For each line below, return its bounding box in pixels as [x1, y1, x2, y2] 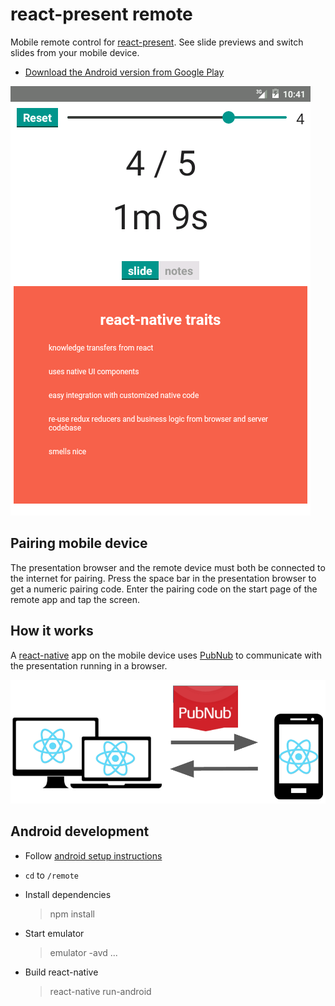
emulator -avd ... [49, 946, 118, 958]
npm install [49, 908, 95, 920]
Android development [10, 823, 150, 840]
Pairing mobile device [10, 535, 148, 552]
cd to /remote [24, 869, 79, 881]
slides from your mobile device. [10, 46, 140, 58]
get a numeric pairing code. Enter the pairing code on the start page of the [10, 583, 318, 595]
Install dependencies [24, 888, 112, 900]
